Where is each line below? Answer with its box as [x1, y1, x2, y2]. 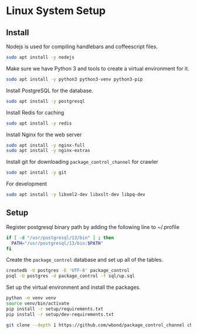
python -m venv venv [6, 295, 57, 301]
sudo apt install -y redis [6, 120, 72, 126]
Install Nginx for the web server [6, 131, 82, 138]
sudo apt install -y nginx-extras [6, 148, 91, 154]
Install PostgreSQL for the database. [6, 87, 94, 94]
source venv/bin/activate [6, 301, 69, 306]
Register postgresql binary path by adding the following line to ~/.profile [6, 223, 180, 230]
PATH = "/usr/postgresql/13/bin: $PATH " [11, 240, 104, 246]
